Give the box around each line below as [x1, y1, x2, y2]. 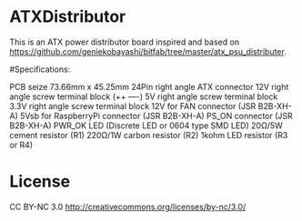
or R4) [9, 139, 34, 150]
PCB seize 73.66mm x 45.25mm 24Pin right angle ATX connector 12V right [9, 81, 289, 92]
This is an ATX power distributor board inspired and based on [9, 36, 239, 47]
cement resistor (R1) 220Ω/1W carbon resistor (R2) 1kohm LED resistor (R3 [9, 129, 288, 140]
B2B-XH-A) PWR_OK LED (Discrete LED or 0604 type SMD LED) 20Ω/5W [9, 120, 284, 131]
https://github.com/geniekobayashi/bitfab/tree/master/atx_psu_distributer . [9, 45, 287, 56]
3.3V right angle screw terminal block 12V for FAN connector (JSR [9, 100, 257, 111]
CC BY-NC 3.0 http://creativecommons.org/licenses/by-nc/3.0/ [9, 201, 247, 212]
